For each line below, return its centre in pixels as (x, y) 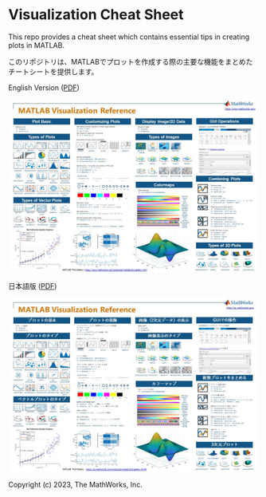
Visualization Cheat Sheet (96, 15)
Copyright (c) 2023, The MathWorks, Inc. (76, 484)
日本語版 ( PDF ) (33, 286)
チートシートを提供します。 (53, 71)
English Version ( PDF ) (44, 87)
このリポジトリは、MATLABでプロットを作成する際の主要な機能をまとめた (131, 61)
